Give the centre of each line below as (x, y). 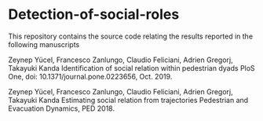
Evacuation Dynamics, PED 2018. (62, 108)
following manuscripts (44, 44)
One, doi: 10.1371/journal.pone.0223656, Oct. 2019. (90, 76)
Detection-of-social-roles (94, 15)
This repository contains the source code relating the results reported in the (131, 36)
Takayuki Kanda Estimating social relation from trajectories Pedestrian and (128, 100)
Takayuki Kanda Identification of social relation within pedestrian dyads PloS (131, 68)
